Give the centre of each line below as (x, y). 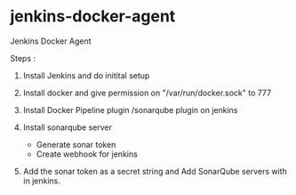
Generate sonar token (76, 144)
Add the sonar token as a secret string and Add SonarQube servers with (155, 171)
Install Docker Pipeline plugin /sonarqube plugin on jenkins (130, 110)
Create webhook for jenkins (87, 154)
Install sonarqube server (67, 127)
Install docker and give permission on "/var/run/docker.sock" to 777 (147, 93)
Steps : (23, 58)
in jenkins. (41, 181)
